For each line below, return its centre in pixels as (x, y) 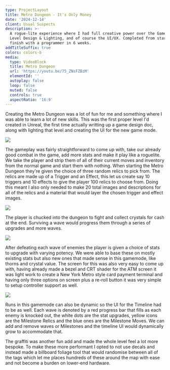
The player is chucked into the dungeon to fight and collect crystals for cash (85, 217)
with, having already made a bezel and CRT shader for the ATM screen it (81, 269)
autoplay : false (27, 81)
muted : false (24, 90)
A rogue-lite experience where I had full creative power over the (82, 33)
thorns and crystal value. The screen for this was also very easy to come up (84, 264)
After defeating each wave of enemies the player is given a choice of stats (83, 248)
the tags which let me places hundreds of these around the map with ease (83, 358)
